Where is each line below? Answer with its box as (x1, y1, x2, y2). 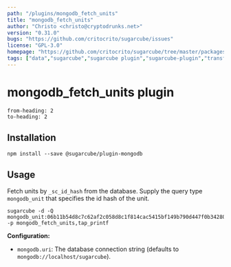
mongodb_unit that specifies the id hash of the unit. (7, 194, 150, 203)
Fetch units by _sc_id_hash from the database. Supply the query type (7, 187, 203, 195)
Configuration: (7, 232, 50, 240)
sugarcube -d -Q (7, 208, 54, 215)
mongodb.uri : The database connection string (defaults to (16, 245, 179, 253)
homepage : (7, 49, 36, 56)
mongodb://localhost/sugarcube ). (16, 253, 111, 261)
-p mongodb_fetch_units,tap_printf (7, 220, 109, 227)
